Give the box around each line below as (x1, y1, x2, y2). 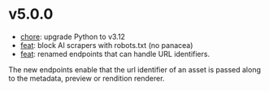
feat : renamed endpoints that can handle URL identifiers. (20, 49, 210, 58)
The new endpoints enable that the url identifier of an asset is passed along (8, 64, 262, 74)
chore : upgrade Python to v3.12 (20, 32, 126, 41)
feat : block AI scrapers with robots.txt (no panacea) (20, 40, 193, 50)
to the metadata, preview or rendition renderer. (8, 73, 165, 83)
